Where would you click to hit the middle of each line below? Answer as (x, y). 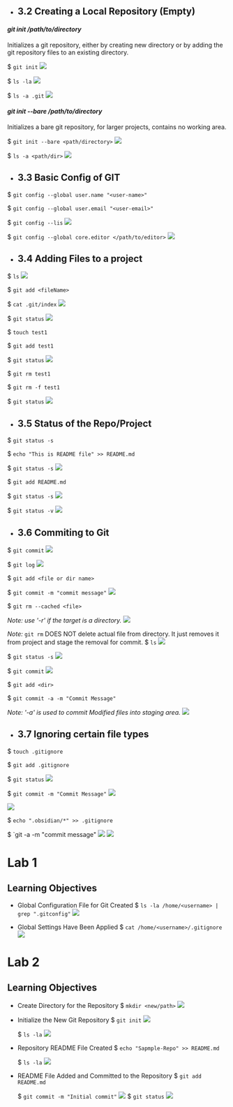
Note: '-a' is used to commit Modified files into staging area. (94, 713)
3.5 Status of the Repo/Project (84, 423)
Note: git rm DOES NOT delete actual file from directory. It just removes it (113, 634)
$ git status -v (30, 511)
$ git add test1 (30, 346)
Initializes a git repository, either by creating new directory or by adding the (115, 45)
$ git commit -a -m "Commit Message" (62, 698)
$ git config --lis (35, 222)
